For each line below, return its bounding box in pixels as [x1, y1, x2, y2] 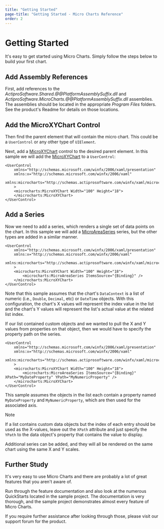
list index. [5, 311, 24, 317]
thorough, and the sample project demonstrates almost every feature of [5, 498, 149, 504]
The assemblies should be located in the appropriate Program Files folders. [5, 101, 157, 108]
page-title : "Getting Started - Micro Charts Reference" [5, 12, 123, 17]
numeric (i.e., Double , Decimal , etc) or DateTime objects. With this [5, 295, 134, 301]
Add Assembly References [5, 73, 88, 81]
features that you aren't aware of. [5, 479, 72, 485]
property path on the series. [5, 331, 61, 337]
